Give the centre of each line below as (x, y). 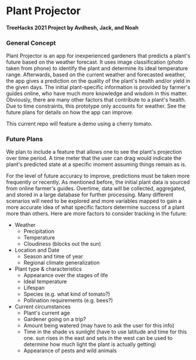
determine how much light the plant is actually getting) (90, 345)
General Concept (31, 43)
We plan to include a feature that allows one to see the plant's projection (94, 152)
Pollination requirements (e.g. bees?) (68, 300)
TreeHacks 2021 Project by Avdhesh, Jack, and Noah (72, 27)
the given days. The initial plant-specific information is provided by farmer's (98, 87)
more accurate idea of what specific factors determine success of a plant (95, 207)
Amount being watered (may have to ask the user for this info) (99, 326)
